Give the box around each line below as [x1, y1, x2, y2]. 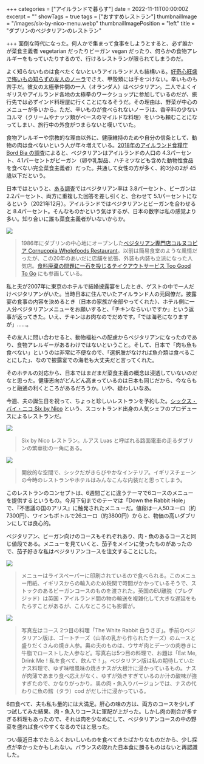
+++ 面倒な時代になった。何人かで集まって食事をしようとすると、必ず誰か [6, 40, 193, 47]
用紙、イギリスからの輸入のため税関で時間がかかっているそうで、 [26, 579, 191, 587]
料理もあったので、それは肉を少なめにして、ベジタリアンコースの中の [16, 715, 191, 723]
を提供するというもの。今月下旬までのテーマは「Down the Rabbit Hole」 [6, 497, 189, 504]
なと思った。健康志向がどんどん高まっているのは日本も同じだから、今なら [6, 377, 192, 384]
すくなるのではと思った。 [48, 723, 113, 730]
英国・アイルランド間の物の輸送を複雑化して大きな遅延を [47, 595, 191, 602]
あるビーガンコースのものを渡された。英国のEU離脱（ [42, 587, 177, 594]
